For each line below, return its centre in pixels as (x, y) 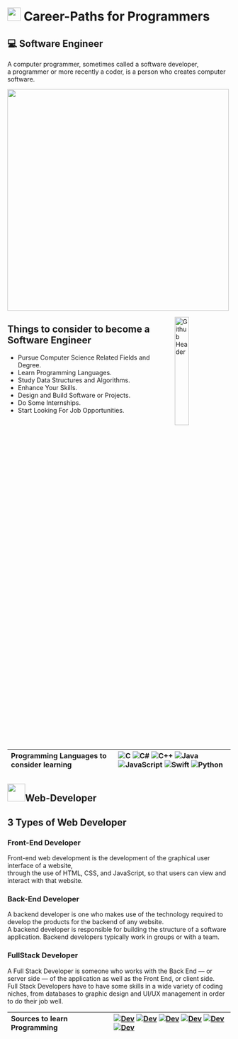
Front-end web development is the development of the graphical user (109, 858)
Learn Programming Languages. (64, 372)
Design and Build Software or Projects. (74, 395)
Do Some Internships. (49, 402)
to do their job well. (35, 1001)
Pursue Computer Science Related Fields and (84, 357)
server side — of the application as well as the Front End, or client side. (111, 978)
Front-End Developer (44, 843)
